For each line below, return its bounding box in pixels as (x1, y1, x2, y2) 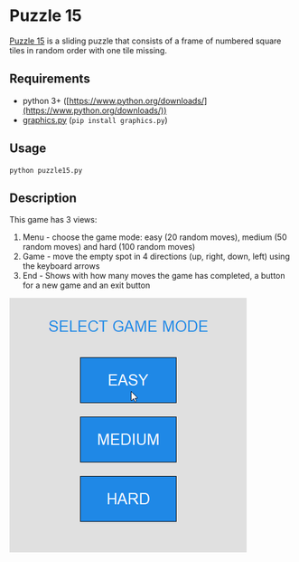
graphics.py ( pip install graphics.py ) (22, 114, 169, 125)
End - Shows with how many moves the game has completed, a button (22, 271, 285, 281)
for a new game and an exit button (22, 280, 151, 291)
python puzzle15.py (9, 166, 83, 175)
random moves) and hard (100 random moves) (22, 242, 196, 252)
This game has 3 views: (9, 214, 98, 225)
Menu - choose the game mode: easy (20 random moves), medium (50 (22, 232, 287, 243)
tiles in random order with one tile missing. (9, 44, 167, 55)
